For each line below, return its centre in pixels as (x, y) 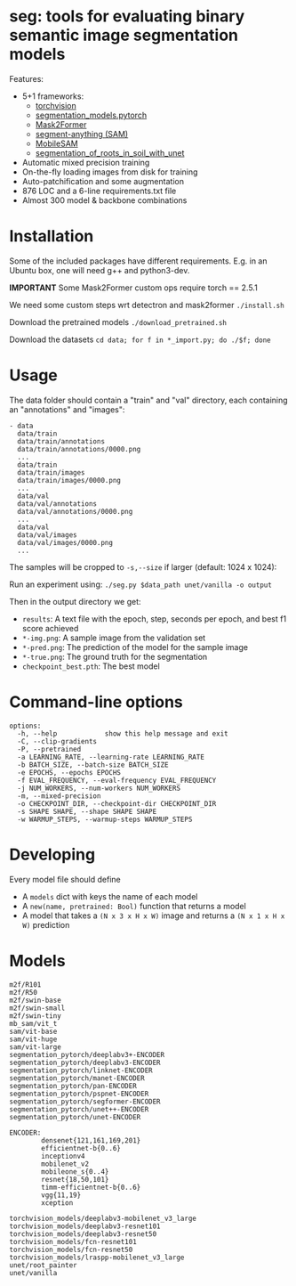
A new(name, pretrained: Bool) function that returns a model (134, 906)
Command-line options (96, 702)
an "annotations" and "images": (67, 409)
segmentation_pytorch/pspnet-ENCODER (79, 1094)
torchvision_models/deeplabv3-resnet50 (83, 1234)
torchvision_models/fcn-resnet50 (71, 1249)
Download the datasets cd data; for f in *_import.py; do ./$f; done (140, 339)
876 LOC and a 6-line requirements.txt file (99, 191)
